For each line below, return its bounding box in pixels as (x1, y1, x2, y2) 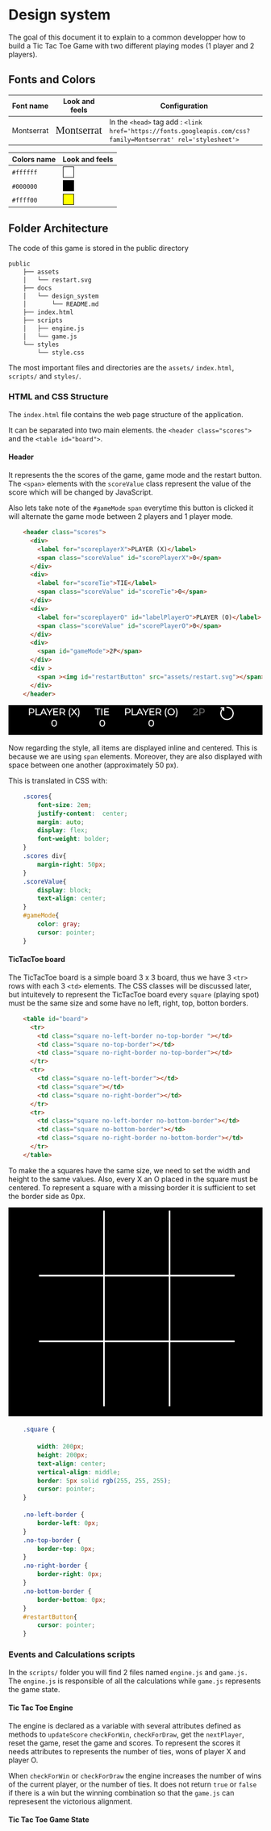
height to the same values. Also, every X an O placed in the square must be (8, 1174, 258, 1184)
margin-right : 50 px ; (37, 860, 106, 868)
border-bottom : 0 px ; (37, 1595, 106, 1603)
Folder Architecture (8, 222, 109, 236)
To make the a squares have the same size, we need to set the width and (8, 1165, 251, 1175)
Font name (11, 101, 49, 111)
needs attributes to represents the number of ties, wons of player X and (8, 1746, 246, 1756)
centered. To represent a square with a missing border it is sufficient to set (8, 1182, 256, 1192)
